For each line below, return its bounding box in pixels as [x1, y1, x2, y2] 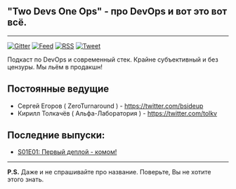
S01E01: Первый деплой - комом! [17, 148, 117, 156]
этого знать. [7, 175, 44, 184]
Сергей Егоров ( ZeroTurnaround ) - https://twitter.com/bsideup [17, 101, 204, 110]
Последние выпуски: [7, 129, 105, 141]
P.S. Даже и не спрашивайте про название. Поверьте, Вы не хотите [7, 168, 212, 176]
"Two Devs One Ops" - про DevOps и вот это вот [7, 6, 228, 17]
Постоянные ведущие [7, 83, 110, 95]
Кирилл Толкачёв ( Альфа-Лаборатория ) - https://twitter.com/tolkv [17, 108, 218, 118]
